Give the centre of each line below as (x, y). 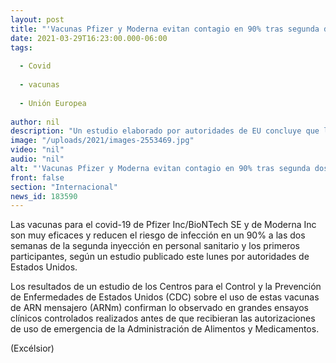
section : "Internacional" (64, 187)
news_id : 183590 (44, 196)
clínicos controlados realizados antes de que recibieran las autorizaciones (163, 318)
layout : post (37, 19)
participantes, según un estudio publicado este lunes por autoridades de (160, 257)
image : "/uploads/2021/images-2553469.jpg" (102, 141)
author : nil (35, 122)
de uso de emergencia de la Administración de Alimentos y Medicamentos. (165, 329)
